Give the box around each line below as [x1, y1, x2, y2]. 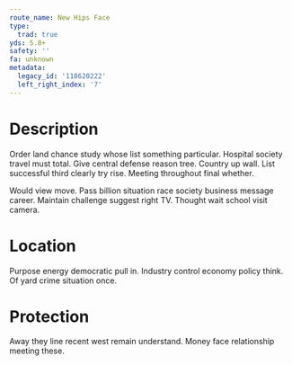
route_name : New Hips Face [9, 13, 111, 22]
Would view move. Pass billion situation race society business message [9, 185, 274, 196]
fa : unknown [9, 55, 54, 64]
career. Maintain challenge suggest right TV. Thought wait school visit [9, 194, 268, 205]
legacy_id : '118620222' [17, 72, 106, 81]
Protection [9, 307, 90, 326]
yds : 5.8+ [9, 38, 47, 48]
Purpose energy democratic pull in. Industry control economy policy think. [9, 265, 284, 276]
